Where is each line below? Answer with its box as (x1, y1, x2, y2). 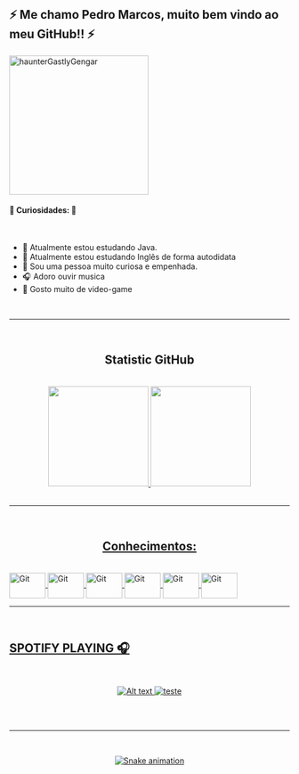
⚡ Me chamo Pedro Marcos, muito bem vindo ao (9, 7, 279, 22)
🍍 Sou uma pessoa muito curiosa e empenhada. (21, 261, 198, 272)
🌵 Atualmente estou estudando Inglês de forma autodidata (21, 252, 237, 263)
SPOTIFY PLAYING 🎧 (9, 640, 131, 656)
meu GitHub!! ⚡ (9, 27, 95, 42)
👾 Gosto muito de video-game (21, 284, 133, 295)
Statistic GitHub (104, 353, 195, 368)
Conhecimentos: (101, 539, 198, 554)
